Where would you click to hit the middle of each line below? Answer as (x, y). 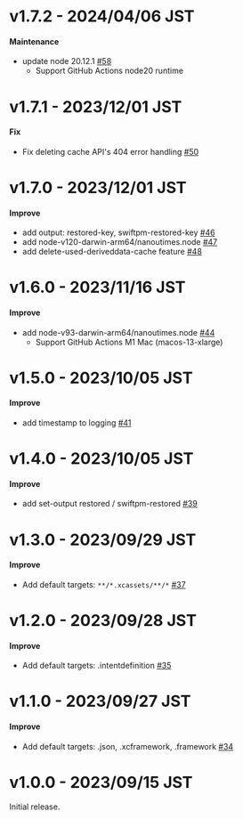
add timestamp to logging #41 (77, 422)
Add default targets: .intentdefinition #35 (97, 666)
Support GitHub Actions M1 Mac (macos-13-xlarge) (129, 342)
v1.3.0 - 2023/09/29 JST (103, 539)
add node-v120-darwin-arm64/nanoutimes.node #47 (120, 242)
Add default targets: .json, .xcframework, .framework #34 (128, 746)
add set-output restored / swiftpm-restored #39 (109, 504)
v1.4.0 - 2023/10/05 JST (101, 459)
